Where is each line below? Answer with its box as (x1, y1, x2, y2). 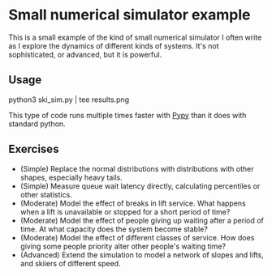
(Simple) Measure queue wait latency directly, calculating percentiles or (19, 180, 261, 191)
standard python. (8, 119, 67, 129)
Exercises (8, 142, 59, 156)
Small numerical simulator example (8, 6, 251, 24)
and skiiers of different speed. (19, 258, 121, 268)
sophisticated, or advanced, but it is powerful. (8, 49, 162, 59)
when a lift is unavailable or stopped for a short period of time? (19, 206, 231, 216)
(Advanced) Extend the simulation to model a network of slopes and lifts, (19, 249, 264, 260)
